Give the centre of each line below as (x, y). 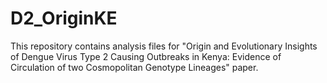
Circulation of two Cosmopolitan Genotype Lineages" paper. (134, 67)
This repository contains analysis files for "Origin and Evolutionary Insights (164, 46)
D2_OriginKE (64, 18)
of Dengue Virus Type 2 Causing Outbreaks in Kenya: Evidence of (146, 56)
